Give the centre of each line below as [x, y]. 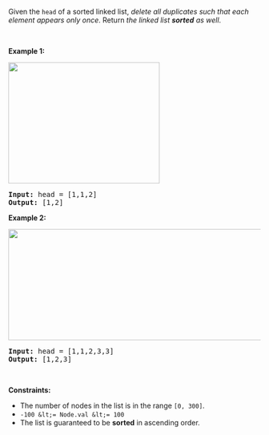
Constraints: [30, 390]
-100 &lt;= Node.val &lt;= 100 [72, 415]
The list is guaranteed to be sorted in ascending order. [110, 423]
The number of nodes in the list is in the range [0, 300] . [112, 405]
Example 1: [27, 51]
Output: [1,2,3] [40, 359]
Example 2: [27, 218]
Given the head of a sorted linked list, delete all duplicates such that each [129, 12]
